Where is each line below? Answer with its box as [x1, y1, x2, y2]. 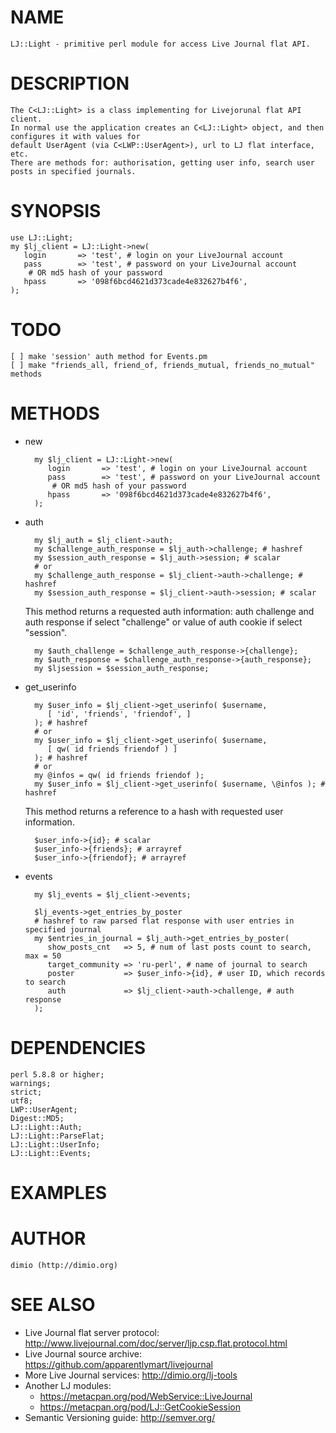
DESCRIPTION [10, 72, 130, 95]
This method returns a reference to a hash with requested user [24, 805, 284, 817]
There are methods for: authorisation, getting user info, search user [10, 157, 315, 168]
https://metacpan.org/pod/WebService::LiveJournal [39, 1390, 253, 1402]
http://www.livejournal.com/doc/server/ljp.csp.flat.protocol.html [24, 1337, 288, 1349]
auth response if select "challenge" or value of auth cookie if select [24, 616, 303, 628]
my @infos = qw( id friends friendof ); [34, 770, 205, 780]
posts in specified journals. [10, 166, 137, 176]
